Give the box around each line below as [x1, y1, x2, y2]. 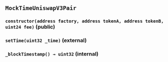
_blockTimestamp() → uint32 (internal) [5, 50, 99, 57]
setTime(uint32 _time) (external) [5, 37, 87, 44]
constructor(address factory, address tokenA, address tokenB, [5, 18, 164, 24]
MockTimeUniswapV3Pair [5, 5, 77, 12]
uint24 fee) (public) [5, 23, 55, 30]
